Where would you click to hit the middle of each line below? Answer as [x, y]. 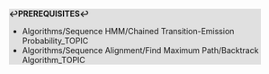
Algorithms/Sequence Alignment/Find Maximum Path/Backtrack [140, 50]
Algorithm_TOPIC [54, 60]
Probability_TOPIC [55, 41]
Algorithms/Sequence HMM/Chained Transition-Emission [128, 31]
